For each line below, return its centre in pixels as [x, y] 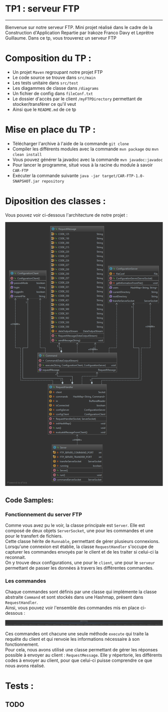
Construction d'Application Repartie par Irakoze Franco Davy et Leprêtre [79, 33]
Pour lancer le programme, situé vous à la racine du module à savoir [82, 165]
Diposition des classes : [55, 201]
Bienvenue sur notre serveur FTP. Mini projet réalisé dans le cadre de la [79, 27]
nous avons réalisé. [25, 665]
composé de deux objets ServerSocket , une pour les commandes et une [79, 530]
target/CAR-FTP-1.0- [123, 176]
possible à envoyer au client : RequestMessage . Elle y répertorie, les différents [84, 655]
